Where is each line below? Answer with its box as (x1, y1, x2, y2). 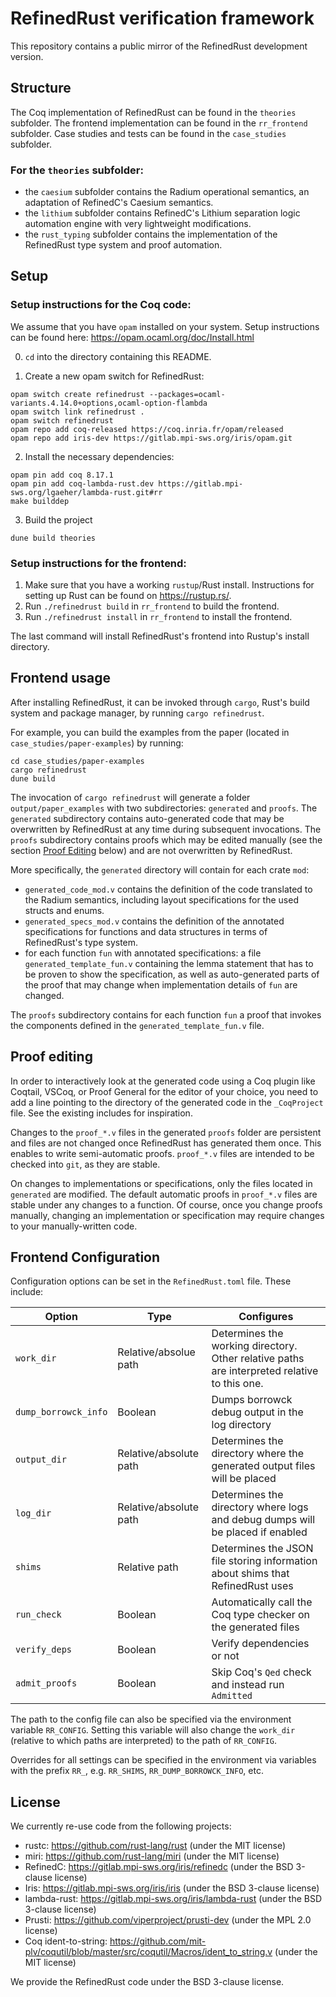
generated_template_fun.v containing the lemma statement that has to (24, 957, 314, 969)
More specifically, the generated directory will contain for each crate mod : (10, 863, 310, 876)
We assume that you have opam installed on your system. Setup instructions (10, 320, 320, 332)
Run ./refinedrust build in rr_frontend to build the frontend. (24, 600, 280, 612)
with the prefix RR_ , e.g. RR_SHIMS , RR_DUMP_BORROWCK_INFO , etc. (10, 1765, 264, 1777)
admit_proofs (15, 1678, 78, 1689)
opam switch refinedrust (10, 415, 114, 426)
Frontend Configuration (10, 1249, 161, 1266)
